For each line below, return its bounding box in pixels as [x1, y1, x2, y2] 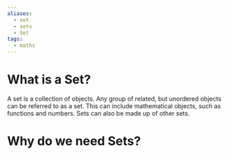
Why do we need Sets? [7, 134, 142, 149]
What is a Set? [7, 72, 91, 87]
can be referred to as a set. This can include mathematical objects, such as [7, 101, 221, 110]
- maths [13, 42, 36, 49]
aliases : [7, 10, 32, 17]
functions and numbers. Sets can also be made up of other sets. [7, 109, 190, 117]
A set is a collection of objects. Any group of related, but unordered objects [7, 94, 222, 103]
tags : [7, 36, 23, 43]
